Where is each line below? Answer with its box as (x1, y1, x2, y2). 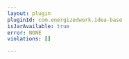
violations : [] (7, 36, 51, 43)
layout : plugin (7, 10, 51, 17)
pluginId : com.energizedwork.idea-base (7, 16, 123, 23)
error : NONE (7, 29, 42, 36)
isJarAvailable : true (7, 23, 70, 29)
